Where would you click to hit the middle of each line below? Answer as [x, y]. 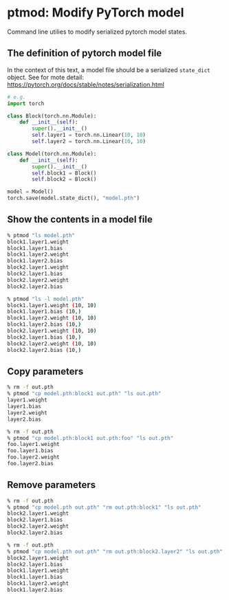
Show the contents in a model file [80, 220]
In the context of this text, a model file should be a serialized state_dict [109, 69]
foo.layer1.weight [33, 445]
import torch [26, 103]
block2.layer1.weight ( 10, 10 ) [52, 331]
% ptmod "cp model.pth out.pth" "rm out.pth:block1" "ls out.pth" [104, 507]
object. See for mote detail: [45, 77]
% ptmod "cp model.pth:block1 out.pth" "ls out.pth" [84, 394]
